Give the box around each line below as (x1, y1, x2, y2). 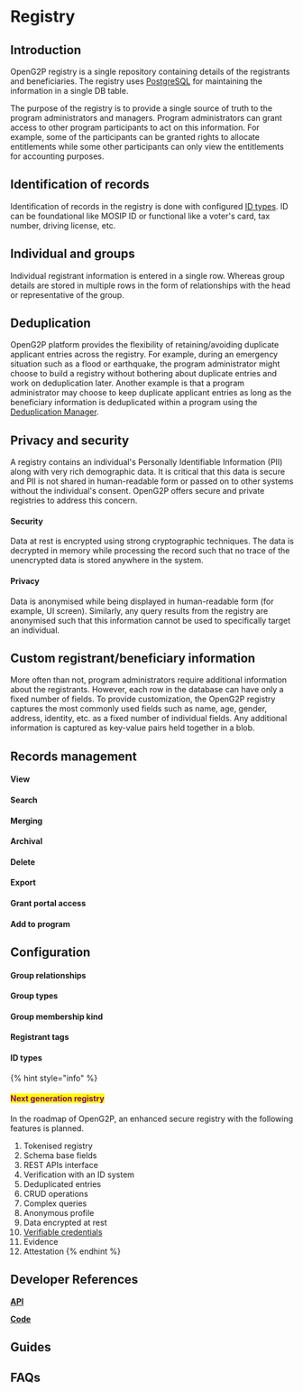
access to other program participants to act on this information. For (10, 122, 260, 133)
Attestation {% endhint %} (23, 1246, 121, 1257)
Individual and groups (10, 246, 136, 262)
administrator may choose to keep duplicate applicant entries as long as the (10, 387, 292, 398)
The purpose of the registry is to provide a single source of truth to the (10, 103, 273, 114)
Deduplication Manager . (10, 406, 99, 417)
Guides (10, 1339, 52, 1355)
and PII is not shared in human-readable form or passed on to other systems (10, 476, 294, 487)
